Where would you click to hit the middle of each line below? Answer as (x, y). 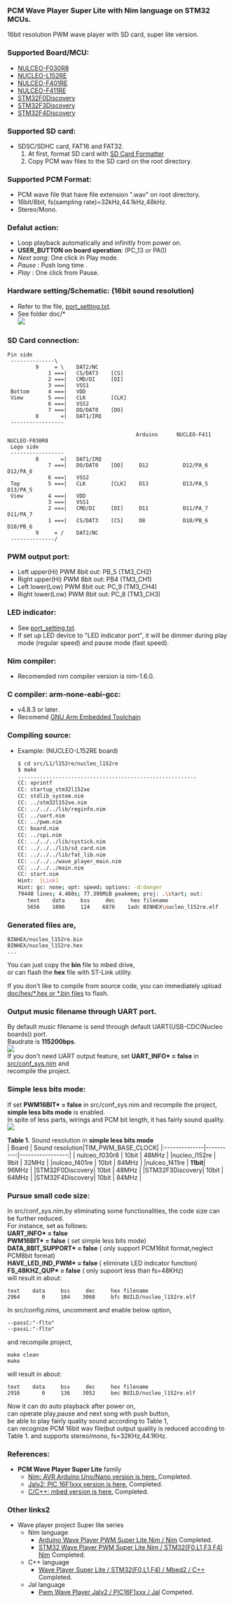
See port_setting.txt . (47, 627)
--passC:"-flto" (31, 1323)
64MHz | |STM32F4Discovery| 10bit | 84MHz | (75, 1177)
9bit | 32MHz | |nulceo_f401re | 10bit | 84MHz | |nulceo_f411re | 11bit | (106, 1162)
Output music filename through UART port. (82, 1011)
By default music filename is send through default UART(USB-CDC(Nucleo (115, 1027)
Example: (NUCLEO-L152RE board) (68, 750)
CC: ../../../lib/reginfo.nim (62, 809)
